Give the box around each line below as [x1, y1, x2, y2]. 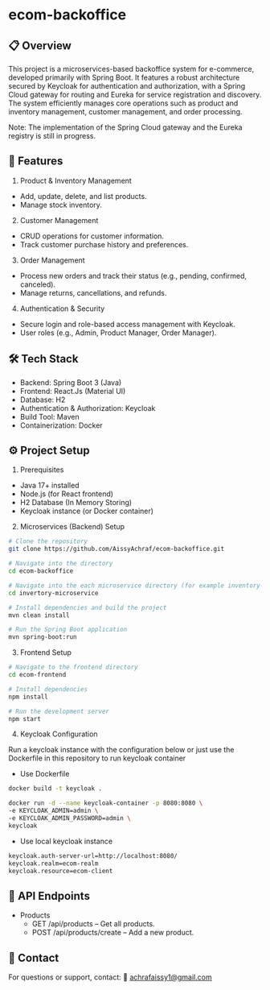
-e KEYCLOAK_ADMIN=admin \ [8, 807, 99, 815]
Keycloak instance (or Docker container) [19, 506, 154, 516]
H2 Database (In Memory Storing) [19, 498, 133, 507]
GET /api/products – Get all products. [31, 919, 155, 929]
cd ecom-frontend [8, 671, 67, 679]
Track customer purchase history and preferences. [19, 239, 189, 249]
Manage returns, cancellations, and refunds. [19, 288, 167, 297]
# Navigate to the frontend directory [8, 663, 138, 672]
